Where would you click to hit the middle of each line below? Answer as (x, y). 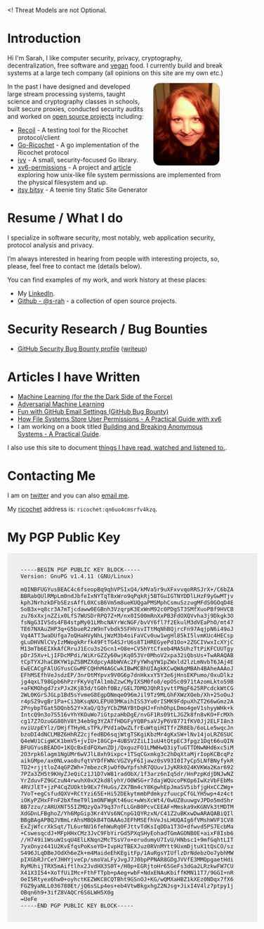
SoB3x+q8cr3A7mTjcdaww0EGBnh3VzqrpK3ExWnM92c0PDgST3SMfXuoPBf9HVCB (127, 609)
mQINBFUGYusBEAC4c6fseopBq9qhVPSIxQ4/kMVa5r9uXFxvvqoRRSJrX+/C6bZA (127, 589)
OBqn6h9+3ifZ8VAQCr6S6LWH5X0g (67, 892)
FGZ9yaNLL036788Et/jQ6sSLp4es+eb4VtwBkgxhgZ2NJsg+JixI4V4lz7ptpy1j (127, 886)
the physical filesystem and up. (62, 182)
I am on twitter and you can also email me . (68, 495)
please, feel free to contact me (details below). (75, 266)
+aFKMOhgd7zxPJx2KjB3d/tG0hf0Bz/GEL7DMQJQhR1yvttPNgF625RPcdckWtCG (127, 688)
